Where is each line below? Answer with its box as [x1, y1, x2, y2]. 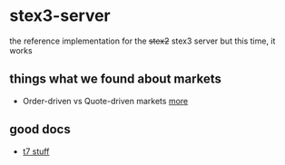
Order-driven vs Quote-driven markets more [22, 95, 189, 106]
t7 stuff [22, 146, 50, 157]
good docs [9, 121, 71, 137]
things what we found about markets [9, 72, 222, 87]
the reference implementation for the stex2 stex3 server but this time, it [9, 35, 276, 46]
